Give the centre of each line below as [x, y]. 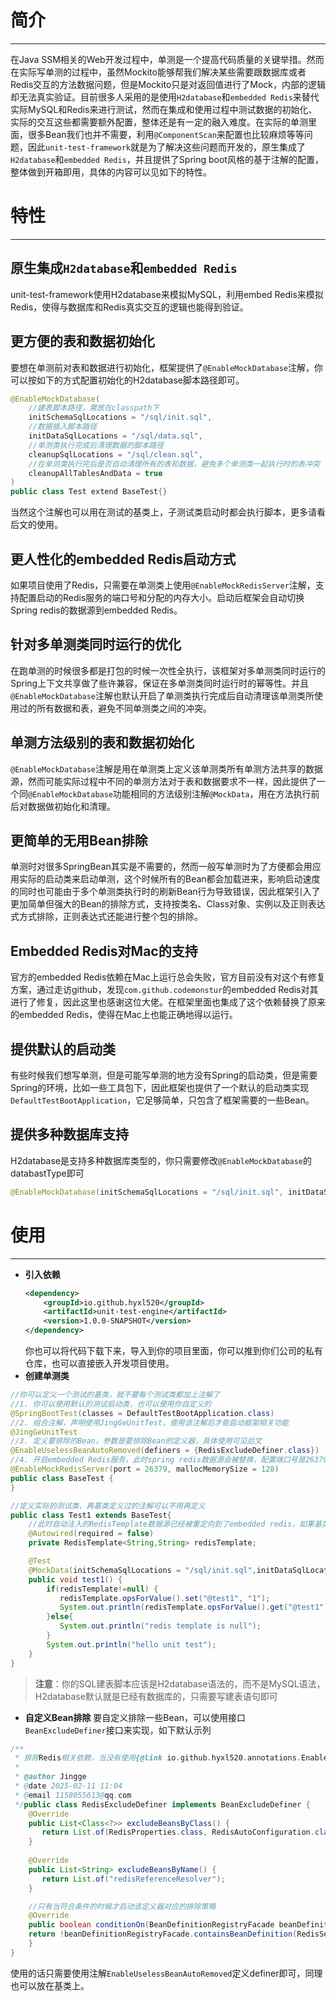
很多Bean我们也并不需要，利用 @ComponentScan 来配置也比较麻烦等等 [166, 134]
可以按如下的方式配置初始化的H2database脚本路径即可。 [127, 380]
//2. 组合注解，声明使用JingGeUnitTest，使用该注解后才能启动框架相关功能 [150, 1422]
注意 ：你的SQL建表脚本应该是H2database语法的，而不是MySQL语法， [180, 1683]
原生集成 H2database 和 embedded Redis [124, 268]
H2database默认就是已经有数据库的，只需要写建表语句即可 [156, 1696]
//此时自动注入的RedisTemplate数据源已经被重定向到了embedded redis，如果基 [175, 1524]
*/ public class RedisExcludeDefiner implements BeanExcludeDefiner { [162, 1804]
